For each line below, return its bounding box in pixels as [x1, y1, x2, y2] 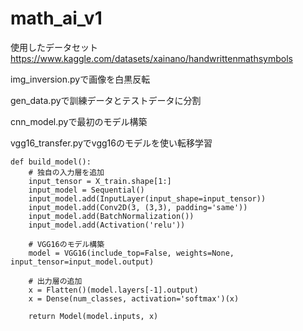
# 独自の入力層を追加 [28, 167, 105, 177]
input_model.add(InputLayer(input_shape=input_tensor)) [28, 193, 267, 204]
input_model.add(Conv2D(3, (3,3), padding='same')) [28, 202, 248, 212]
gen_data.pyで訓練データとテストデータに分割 [10, 94, 202, 106]
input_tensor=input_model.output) [10, 257, 155, 267]
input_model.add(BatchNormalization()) [28, 211, 195, 221]
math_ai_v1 [10, 7, 103, 30]
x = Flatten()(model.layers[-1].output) [28, 285, 199, 295]
